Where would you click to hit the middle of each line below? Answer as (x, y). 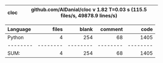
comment (111, 29)
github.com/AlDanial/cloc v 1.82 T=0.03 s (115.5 (89, 9)
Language (19, 29)
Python (16, 37)
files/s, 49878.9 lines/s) (89, 16)
